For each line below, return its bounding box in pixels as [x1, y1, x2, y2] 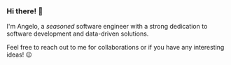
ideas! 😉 [6, 50, 33, 59]
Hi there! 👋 [6, 6, 43, 16]
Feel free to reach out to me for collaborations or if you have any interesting [6, 43, 225, 52]
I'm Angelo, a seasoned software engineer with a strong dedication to [6, 22, 208, 31]
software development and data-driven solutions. [6, 29, 149, 38]
